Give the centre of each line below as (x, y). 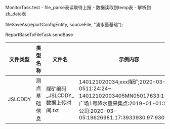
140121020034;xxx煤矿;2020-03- (122, 82)
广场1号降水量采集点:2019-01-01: (121, 103)
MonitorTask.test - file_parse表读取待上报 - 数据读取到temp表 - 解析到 (78, 7)
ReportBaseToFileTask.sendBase (39, 35)
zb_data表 (16, 14)
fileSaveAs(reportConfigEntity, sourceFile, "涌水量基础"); (64, 25)
